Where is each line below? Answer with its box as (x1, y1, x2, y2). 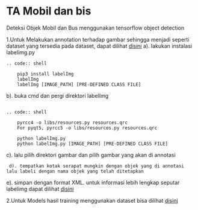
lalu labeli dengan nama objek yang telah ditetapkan (6, 168, 144, 174)
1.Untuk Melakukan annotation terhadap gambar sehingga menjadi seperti (6, 36, 190, 43)
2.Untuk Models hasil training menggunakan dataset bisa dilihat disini (6, 197, 179, 204)
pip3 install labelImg (17, 71, 74, 77)
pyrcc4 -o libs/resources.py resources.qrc (17, 119, 128, 126)
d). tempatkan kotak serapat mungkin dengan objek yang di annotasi (8, 163, 185, 169)
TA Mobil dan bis (6, 4, 91, 18)
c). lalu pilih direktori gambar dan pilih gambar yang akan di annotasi (6, 151, 176, 158)
